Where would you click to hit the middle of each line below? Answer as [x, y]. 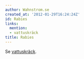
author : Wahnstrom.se [27, 10]
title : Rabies [20, 38]
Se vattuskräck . [21, 51]
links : [12, 24]
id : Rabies [16, 19]
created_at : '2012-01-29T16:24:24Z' [42, 14]
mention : [18, 28]
